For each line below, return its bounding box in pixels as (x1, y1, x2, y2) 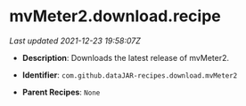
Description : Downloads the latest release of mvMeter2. (21, 52, 230, 63)
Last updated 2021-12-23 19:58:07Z (9, 35, 141, 46)
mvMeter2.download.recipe (9, 6, 221, 26)
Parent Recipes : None (21, 87, 101, 97)
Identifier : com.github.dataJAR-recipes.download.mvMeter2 (21, 69, 238, 80)
